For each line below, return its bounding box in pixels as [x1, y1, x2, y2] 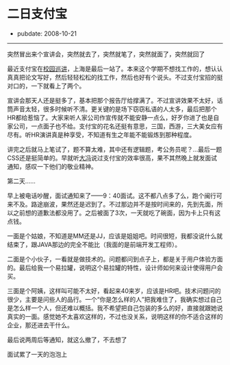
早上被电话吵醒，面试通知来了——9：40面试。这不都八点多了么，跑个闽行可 [7, 191, 222, 200]
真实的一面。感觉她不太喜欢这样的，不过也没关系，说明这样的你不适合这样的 [7, 312, 223, 320]
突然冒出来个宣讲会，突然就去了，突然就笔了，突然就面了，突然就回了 [7, 49, 205, 58]
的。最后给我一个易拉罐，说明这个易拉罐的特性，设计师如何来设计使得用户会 [7, 263, 223, 272]
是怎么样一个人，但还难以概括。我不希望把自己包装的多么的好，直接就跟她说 [7, 303, 223, 312]
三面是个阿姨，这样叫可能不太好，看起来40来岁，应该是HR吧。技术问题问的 [7, 286, 221, 295]
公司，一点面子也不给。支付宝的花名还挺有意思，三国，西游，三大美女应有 [12, 121, 223, 130]
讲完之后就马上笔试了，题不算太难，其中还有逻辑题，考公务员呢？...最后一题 [7, 145, 222, 153]
